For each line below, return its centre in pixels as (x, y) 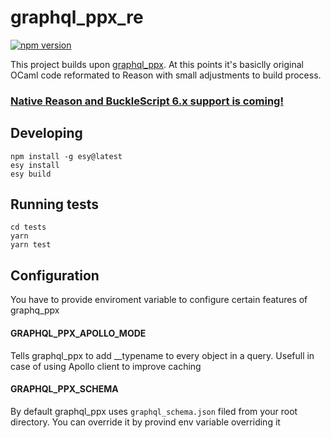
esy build (31, 174)
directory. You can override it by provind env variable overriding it (145, 422)
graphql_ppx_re (77, 17)
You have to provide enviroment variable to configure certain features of (159, 300)
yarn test (31, 245)
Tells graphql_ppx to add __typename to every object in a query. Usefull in (162, 355)
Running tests (55, 204)
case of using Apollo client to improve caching (106, 366)
